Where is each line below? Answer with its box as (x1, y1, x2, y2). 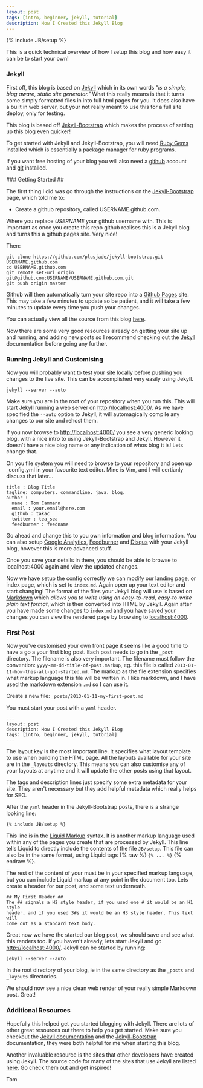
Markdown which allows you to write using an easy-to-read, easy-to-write (6, 594, 192, 601)
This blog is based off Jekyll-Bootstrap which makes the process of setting (6, 121, 193, 128)
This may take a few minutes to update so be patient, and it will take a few (6, 297, 190, 305)
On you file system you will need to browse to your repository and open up (6, 460, 192, 467)
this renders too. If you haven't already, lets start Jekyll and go (6, 938, 162, 945)
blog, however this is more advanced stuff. (6, 544, 112, 552)
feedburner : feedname (11, 521, 69, 527)
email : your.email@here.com (11, 505, 85, 512)
